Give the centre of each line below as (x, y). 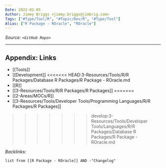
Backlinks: (16, 152)
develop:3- (102, 116)
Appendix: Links (31, 58)
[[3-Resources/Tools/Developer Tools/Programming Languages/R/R (81, 101)
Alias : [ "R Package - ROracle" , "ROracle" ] (51, 23)
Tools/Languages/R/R (113, 126)
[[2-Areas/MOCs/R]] (33, 96)
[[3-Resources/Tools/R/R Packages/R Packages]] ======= (73, 91)
